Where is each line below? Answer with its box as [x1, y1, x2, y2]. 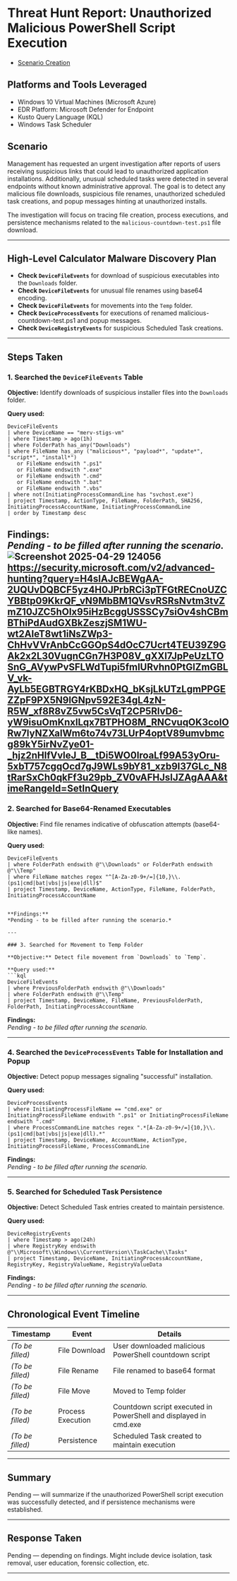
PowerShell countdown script [112, 1350, 210, 1360]
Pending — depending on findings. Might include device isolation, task [7, 1551, 212, 1559]
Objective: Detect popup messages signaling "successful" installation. [7, 1072, 213, 1081]
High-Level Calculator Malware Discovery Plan [7, 252, 217, 264]
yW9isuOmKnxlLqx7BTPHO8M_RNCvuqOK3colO [7, 716, 229, 728]
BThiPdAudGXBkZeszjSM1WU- [7, 617, 147, 629]
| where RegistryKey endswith [7, 1243, 97, 1250]
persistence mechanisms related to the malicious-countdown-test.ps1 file [7, 218, 221, 227]
